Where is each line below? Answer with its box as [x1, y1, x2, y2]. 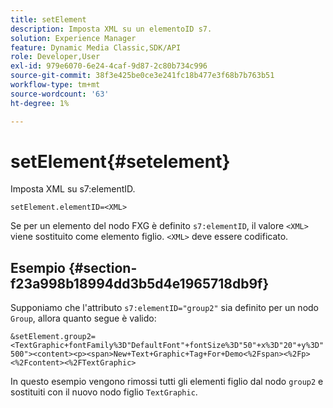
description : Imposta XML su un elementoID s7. [10, 24, 213, 34]
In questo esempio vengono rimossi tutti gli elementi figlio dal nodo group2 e [10, 376, 324, 388]
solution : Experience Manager [10, 33, 137, 43]
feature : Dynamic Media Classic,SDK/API [10, 42, 182, 53]
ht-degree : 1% [10, 98, 70, 108]
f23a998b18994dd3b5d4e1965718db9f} [10, 275, 270, 292]
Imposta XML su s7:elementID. [10, 183, 136, 195]
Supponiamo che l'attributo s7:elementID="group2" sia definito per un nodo [10, 302, 319, 314]
